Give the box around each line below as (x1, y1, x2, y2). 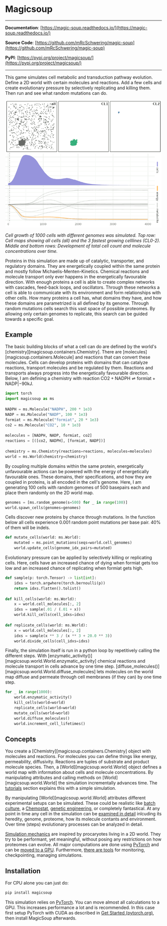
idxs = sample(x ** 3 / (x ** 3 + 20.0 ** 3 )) (14, 633, 112, 638)
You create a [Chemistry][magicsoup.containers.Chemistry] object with (5, 748, 151, 754)
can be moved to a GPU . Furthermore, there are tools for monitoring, (5, 847, 145, 853)
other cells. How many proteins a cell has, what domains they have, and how (5, 295, 162, 301)
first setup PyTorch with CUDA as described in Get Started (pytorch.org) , (5, 910, 155, 916)
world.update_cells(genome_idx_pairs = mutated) (14, 546, 112, 551)
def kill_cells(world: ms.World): (5, 596, 77, 601)
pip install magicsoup (5, 890, 52, 896)
